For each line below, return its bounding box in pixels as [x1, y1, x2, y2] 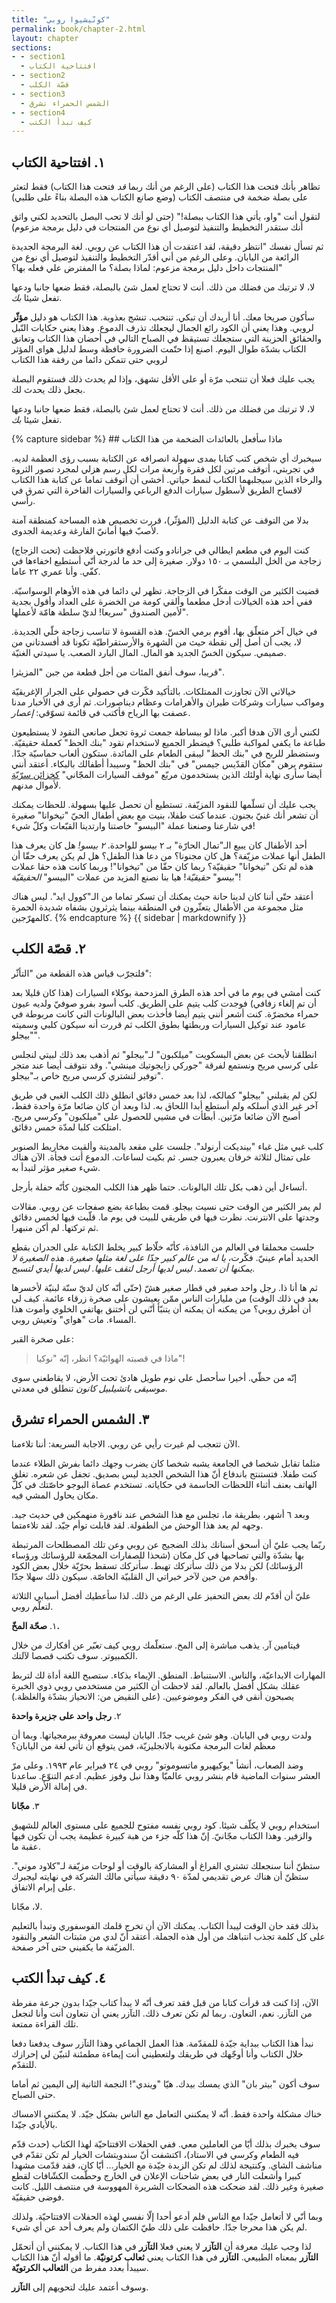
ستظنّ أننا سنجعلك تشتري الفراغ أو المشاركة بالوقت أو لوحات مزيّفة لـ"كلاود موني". [11, 1859, 321, 1871]
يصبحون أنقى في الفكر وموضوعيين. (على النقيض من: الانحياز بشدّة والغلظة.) [11, 1690, 295, 1702]
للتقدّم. [11, 2058, 38, 2070]
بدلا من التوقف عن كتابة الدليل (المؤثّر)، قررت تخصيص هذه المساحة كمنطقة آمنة [11, 514, 309, 526]
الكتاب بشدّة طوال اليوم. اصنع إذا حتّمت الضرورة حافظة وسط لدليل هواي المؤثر [11, 343, 307, 355]
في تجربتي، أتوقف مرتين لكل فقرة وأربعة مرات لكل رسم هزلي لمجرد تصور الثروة [11, 463, 316, 475]
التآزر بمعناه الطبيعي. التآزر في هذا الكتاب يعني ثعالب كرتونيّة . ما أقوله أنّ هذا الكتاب [11, 2251, 319, 2263]
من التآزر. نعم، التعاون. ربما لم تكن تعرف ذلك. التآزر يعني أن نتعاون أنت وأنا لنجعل [11, 2007, 313, 2019]
